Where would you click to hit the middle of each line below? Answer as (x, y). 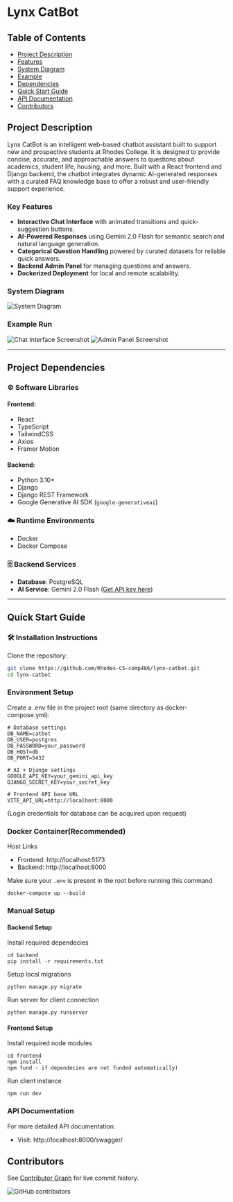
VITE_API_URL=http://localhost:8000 (60, 800)
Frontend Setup (30, 1028)
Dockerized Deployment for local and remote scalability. (98, 273)
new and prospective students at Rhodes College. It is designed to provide (114, 152)
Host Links (23, 846)
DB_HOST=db (23, 752)
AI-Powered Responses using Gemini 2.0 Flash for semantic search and (121, 237)
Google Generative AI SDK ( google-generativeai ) (87, 502)
